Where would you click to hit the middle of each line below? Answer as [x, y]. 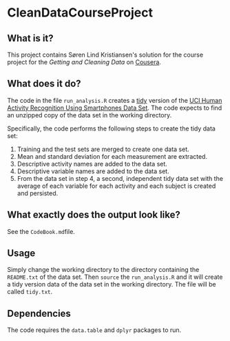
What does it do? [44, 84]
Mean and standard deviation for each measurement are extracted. [112, 156]
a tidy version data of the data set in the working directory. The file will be [112, 284]
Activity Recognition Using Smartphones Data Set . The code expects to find [115, 108]
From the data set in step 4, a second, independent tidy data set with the [120, 178]
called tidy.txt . [30, 292]
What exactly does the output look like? [94, 215]
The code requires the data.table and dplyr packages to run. [94, 330]
